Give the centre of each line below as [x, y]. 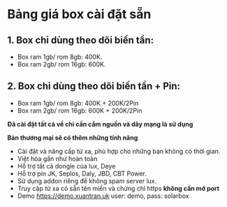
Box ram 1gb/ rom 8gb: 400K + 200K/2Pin [78, 103]
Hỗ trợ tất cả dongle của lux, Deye [66, 166]
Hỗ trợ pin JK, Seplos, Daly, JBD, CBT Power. [82, 173]
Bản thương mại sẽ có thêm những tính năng [73, 137]
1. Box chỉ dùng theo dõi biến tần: [81, 40]
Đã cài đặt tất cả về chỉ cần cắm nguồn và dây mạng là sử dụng [100, 124]
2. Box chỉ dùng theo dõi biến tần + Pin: [94, 86]
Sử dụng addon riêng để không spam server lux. [87, 180]
